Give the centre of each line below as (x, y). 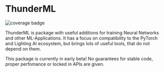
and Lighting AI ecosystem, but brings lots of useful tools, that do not (77, 43)
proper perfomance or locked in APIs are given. (55, 64)
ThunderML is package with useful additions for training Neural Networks (82, 32)
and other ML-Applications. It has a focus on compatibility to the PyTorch (81, 38)
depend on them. (23, 49)
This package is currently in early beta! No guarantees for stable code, (79, 58)
